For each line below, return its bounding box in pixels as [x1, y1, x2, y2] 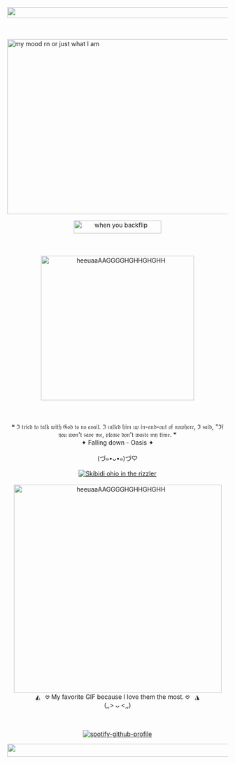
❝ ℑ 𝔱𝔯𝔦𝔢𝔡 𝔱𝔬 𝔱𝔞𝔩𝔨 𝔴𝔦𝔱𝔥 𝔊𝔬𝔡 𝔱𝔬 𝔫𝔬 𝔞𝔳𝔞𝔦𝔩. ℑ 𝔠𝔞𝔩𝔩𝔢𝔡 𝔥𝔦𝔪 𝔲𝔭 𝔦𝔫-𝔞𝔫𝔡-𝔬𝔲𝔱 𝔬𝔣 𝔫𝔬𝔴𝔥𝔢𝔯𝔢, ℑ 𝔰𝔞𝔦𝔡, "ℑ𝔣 [11, 423, 224, 431]
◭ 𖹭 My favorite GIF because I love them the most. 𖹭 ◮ [35, 693, 200, 701]
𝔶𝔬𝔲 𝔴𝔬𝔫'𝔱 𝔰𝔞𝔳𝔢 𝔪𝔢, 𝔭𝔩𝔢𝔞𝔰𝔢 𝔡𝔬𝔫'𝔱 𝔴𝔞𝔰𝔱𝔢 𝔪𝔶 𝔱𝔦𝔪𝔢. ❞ [58, 431, 177, 438]
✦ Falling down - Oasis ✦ [81, 438, 154, 447]
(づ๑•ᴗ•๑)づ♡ [97, 454, 138, 462]
